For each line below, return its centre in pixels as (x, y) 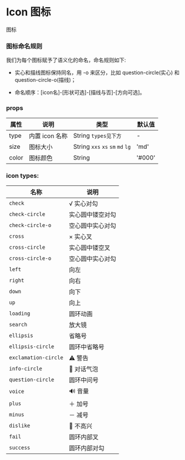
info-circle (26, 369)
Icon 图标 (28, 12)
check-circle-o (30, 225)
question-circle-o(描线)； (45, 80)
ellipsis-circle (32, 346)
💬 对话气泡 (84, 369)
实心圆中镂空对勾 (92, 214)
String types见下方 (97, 135)
